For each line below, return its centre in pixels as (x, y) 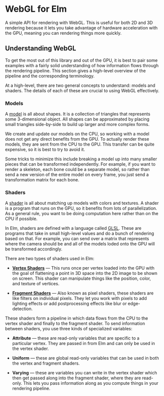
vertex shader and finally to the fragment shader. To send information (75, 323)
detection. (22, 309)
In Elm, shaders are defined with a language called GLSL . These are (73, 228)
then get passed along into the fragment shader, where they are (76, 378)
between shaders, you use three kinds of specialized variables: (69, 329)
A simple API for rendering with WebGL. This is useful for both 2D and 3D (79, 23)
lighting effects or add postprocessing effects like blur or (70, 304)
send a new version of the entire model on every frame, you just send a (77, 174)
